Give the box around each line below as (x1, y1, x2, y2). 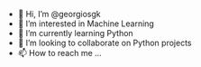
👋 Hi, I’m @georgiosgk (17, 9, 101, 19)
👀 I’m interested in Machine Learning (17, 18, 155, 29)
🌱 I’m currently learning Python (17, 28, 133, 38)
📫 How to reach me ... (17, 48, 102, 58)
